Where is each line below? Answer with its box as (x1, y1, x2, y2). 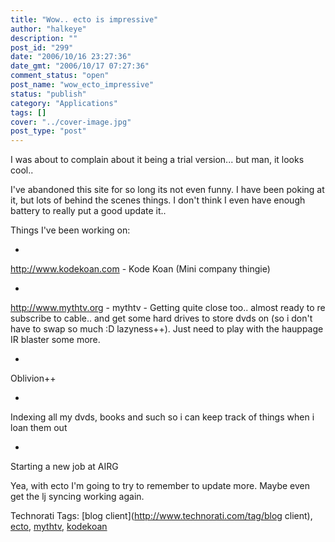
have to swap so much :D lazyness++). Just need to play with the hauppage (10, 323, 324, 335)
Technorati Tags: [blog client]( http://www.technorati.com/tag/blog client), (10, 510, 313, 522)
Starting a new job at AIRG (10, 461, 119, 473)
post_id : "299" (10, 42, 74, 53)
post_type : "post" (10, 126, 87, 136)
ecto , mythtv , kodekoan (10, 521, 108, 533)
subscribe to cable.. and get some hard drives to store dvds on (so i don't (10, 312, 313, 325)
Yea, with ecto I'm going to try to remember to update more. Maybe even (10, 480, 310, 492)
